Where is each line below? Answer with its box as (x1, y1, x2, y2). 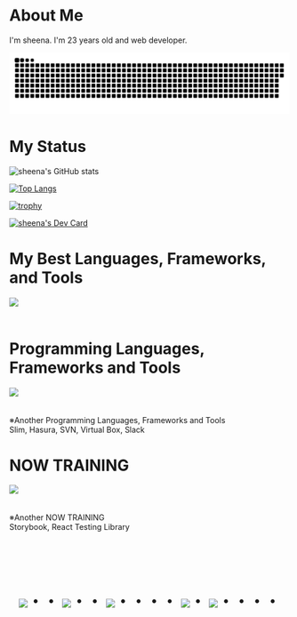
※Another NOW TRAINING (9, 512, 105, 523)
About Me (9, 5, 84, 26)
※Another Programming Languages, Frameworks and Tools (9, 414, 226, 425)
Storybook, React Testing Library (9, 522, 131, 533)
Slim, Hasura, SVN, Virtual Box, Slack (9, 424, 145, 435)
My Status (9, 136, 87, 156)
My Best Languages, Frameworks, (9, 248, 267, 268)
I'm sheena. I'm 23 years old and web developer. (9, 35, 188, 45)
